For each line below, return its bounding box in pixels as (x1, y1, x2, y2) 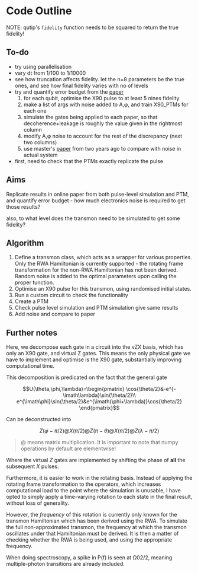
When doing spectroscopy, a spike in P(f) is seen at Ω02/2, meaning (6, 554, 173, 561)
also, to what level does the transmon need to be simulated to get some (6, 215, 180, 222)
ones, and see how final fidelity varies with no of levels (14, 82, 149, 89)
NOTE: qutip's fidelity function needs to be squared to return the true (6, 24, 179, 31)
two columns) (23, 138, 57, 146)
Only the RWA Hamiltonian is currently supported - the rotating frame (14, 260, 184, 268)
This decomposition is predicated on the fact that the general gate (6, 374, 167, 381)
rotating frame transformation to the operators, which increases (6, 480, 161, 488)
